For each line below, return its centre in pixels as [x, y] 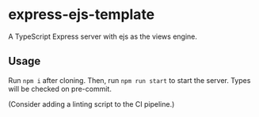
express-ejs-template [82, 15]
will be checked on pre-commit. [60, 89]
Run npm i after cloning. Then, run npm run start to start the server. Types [129, 80]
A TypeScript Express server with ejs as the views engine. [103, 36]
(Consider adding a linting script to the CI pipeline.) [91, 104]
